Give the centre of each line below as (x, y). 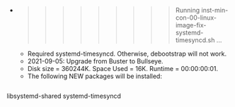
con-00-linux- (196, 18)
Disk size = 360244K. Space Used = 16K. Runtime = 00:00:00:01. (123, 69)
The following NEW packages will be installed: (94, 76)
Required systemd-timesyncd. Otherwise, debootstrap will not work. (127, 53)
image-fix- (191, 25)
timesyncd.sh (195, 40)
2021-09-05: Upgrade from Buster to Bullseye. (95, 61)
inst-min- (214, 10)
